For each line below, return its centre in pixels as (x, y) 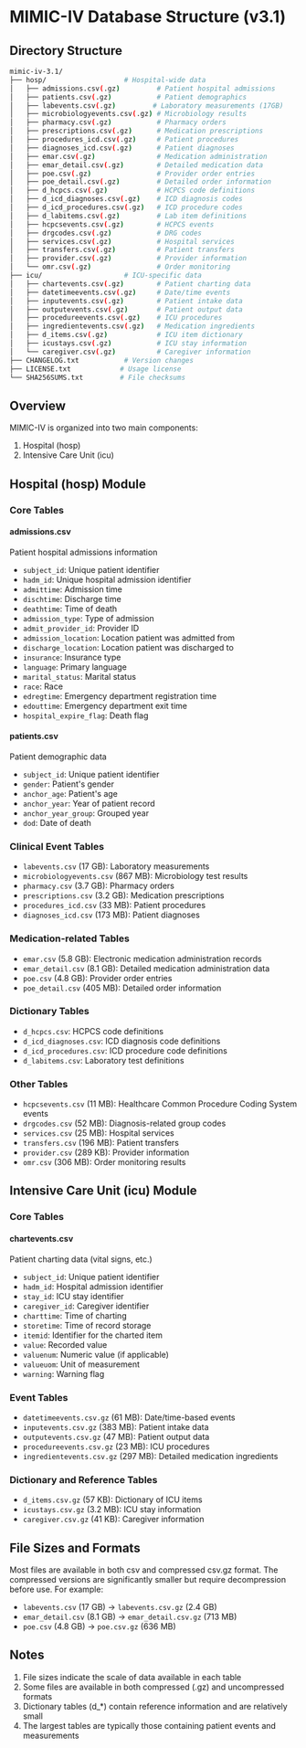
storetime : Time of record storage (87, 1325)
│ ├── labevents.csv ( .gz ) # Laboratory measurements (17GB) (147, 106)
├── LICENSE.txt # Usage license (95, 369)
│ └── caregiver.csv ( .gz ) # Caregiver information (130, 352)
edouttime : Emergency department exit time (105, 705)
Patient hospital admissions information (84, 552)
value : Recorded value (65, 1344)
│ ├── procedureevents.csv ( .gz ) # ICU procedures (116, 318)
